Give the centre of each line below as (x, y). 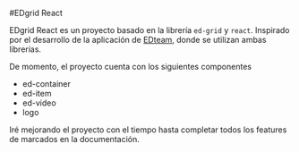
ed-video (39, 103)
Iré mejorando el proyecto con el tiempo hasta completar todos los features (148, 130)
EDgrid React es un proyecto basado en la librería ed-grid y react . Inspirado (149, 30)
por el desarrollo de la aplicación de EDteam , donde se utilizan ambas (138, 40)
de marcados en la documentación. (75, 139)
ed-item (37, 93)
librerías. (26, 49)
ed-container (47, 84)
